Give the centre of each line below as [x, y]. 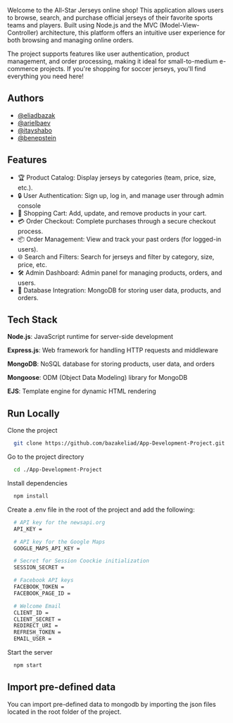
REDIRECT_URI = [36, 626]
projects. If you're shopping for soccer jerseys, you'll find [123, 69]
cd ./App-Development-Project [58, 470]
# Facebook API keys [44, 581]
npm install [31, 496]
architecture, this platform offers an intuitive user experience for [133, 32]
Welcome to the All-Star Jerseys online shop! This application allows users [115, 10]
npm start [28, 665]
